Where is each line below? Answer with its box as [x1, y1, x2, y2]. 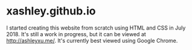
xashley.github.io [6, 4, 96, 18]
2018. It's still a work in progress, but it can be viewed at [6, 30, 146, 37]
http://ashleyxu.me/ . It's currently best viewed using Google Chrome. [6, 37, 178, 44]
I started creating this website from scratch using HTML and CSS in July [6, 24, 186, 31]
